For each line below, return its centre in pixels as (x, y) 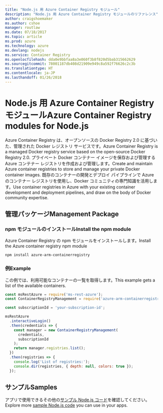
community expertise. (27, 197)
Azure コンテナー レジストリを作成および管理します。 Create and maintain (79, 163)
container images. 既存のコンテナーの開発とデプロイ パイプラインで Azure (80, 175)
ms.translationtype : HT (29, 69)
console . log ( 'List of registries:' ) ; (52, 362)
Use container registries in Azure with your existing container (74, 187)
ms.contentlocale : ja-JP (30, 73)
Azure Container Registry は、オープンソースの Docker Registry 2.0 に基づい (81, 140)
